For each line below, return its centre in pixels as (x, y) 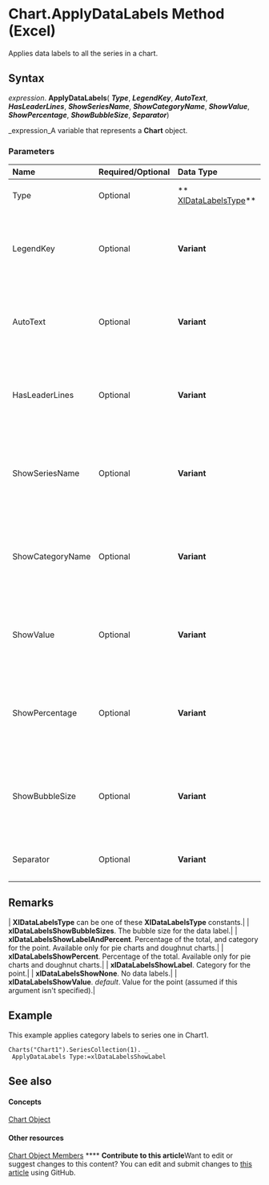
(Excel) (32, 31)
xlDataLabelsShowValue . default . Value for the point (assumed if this (123, 982)
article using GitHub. (42, 1173)
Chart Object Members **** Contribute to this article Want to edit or (121, 1155)
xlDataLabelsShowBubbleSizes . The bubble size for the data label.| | (123, 931)
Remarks (31, 903)
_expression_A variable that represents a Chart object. (98, 130)
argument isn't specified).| (52, 990)
